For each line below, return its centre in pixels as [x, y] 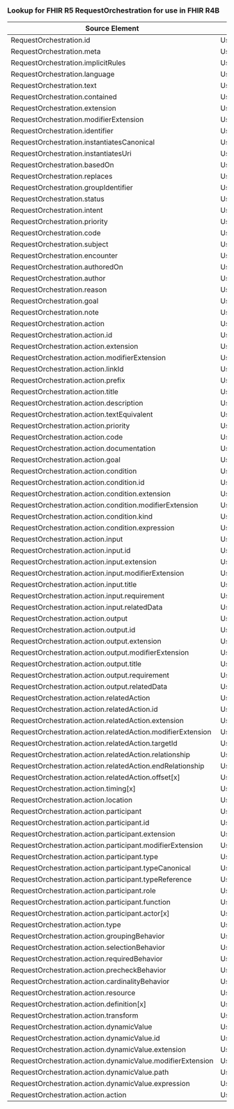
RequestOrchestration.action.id [62, 335]
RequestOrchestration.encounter [64, 255]
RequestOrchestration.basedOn [62, 165]
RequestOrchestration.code [56, 233]
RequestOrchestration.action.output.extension [86, 641]
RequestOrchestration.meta [56, 52]
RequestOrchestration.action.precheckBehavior [88, 970]
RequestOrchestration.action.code [67, 437]
